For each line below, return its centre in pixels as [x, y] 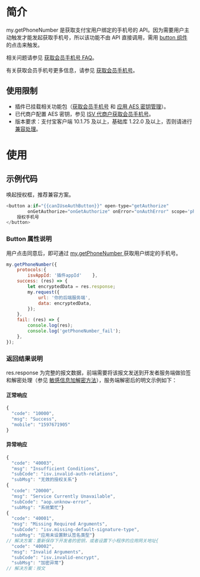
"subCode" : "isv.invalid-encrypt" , [56, 557]
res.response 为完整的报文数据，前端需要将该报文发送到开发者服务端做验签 [99, 372]
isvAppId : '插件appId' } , [63, 275]
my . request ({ [44, 292]
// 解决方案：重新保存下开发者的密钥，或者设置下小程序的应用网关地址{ [82, 541]
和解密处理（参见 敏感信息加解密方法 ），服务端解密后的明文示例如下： [92, 380]
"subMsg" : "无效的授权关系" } [44, 480]
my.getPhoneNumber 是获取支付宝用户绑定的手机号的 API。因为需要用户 [95, 30]
